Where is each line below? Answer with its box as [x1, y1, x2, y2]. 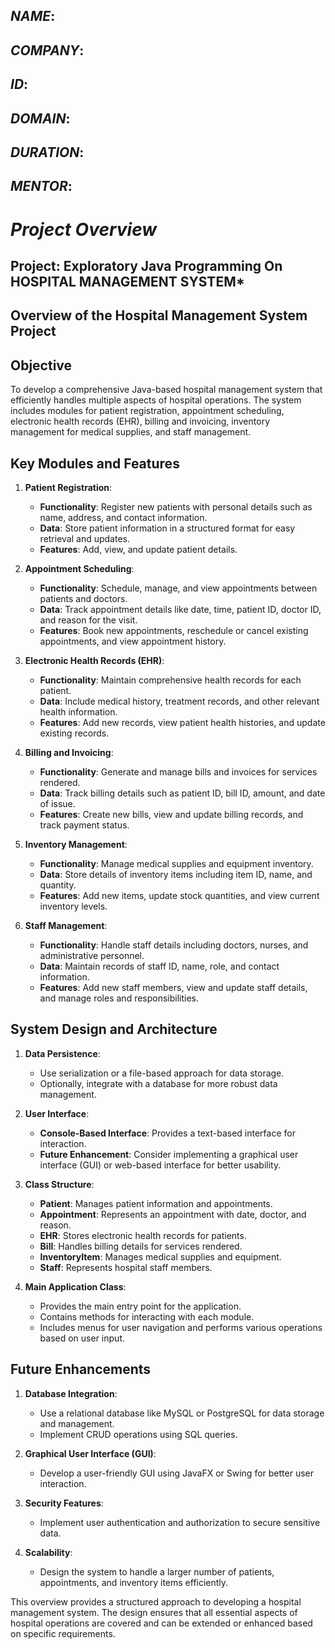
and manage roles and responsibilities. [39, 992, 200, 1004]
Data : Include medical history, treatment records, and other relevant [39, 695, 320, 707]
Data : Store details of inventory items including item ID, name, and [39, 868, 313, 880]
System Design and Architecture [10, 1021, 218, 1038]
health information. [39, 705, 118, 718]
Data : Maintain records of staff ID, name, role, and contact [39, 960, 280, 972]
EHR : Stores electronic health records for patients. [39, 1229, 247, 1241]
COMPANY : [10, 42, 85, 59]
